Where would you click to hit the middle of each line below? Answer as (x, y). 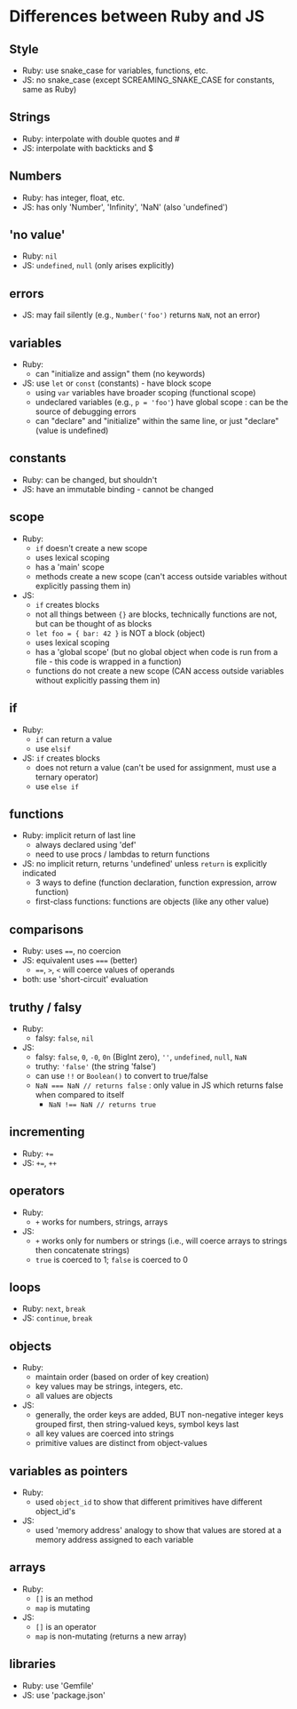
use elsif (53, 748)
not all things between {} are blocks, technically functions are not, (156, 614)
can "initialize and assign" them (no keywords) (120, 374)
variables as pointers (69, 1471)
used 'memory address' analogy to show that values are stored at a (158, 1530)
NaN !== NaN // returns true (102, 1105)
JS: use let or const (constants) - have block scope (117, 383)
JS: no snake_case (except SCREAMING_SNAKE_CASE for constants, (148, 80)
